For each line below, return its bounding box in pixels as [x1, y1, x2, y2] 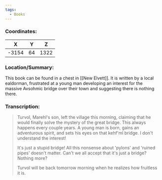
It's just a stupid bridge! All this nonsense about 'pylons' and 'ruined [17, 145, 156, 151]
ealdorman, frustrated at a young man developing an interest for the [5, 80, 143, 86]
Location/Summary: [5, 64, 54, 71]
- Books [9, 12, 26, 17]
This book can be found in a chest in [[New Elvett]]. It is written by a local [5, 75, 154, 81]
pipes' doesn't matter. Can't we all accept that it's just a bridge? [17, 150, 147, 156]
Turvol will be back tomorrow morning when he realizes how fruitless [17, 165, 158, 171]
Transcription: [5, 103, 40, 110]
